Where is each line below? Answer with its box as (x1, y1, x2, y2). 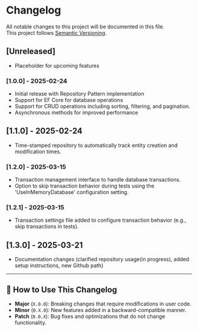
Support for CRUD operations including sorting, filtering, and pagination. (14, 103, 190, 110)
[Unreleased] (6, 47, 56, 57)
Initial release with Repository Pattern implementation (14, 90, 144, 97)
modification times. (14, 148, 62, 155)
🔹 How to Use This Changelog (6, 284, 117, 295)
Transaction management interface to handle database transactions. (14, 176, 181, 183)
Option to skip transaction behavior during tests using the (14, 182, 154, 189)
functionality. (14, 319, 47, 326)
